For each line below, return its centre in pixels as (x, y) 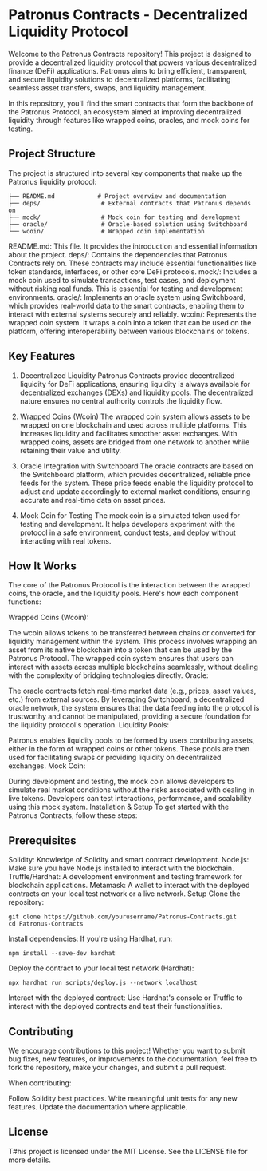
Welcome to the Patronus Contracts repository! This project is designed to (130, 54)
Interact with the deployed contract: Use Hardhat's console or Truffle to (126, 998)
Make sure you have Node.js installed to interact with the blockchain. (121, 868)
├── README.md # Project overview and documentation (117, 196)
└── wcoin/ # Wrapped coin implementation (106, 231)
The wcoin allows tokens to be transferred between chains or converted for (132, 633)
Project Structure (52, 154)
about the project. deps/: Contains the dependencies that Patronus (118, 254)
